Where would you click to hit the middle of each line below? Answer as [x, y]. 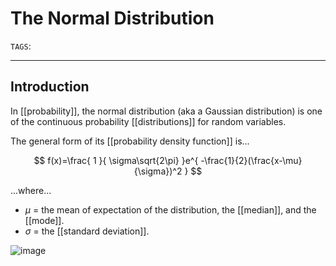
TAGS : [21, 46]
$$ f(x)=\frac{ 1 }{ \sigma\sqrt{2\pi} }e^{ [116, 160]
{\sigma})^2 [158, 171]
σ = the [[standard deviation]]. [87, 231]
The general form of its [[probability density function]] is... [130, 141]
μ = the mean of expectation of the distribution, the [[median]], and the [170, 209]
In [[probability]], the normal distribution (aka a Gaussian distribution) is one [166, 111]
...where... [31, 190]
